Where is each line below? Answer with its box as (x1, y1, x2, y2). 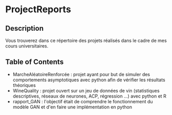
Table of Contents (5, 58, 64, 66)
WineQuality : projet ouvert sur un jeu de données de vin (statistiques (12, 87, 160, 94)
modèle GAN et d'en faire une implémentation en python (12, 104, 132, 110)
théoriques (12, 82, 36, 88)
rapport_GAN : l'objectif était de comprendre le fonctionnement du (12, 98, 153, 104)
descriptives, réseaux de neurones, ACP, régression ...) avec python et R (12, 93, 167, 99)
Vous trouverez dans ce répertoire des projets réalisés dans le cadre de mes (5, 37, 167, 43)
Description (5, 24, 44, 33)
